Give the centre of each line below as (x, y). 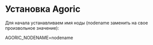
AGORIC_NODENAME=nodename (39, 38)
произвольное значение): (32, 28)
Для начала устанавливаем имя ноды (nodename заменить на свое (76, 23)
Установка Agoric (43, 9)
